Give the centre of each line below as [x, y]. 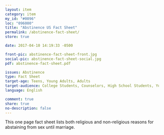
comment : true [20, 99]
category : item [20, 14]
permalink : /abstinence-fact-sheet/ [42, 32]
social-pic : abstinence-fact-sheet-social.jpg [53, 59]
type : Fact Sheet [23, 77]
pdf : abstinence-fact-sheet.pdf [38, 63]
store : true [17, 37]
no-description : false [28, 108]
